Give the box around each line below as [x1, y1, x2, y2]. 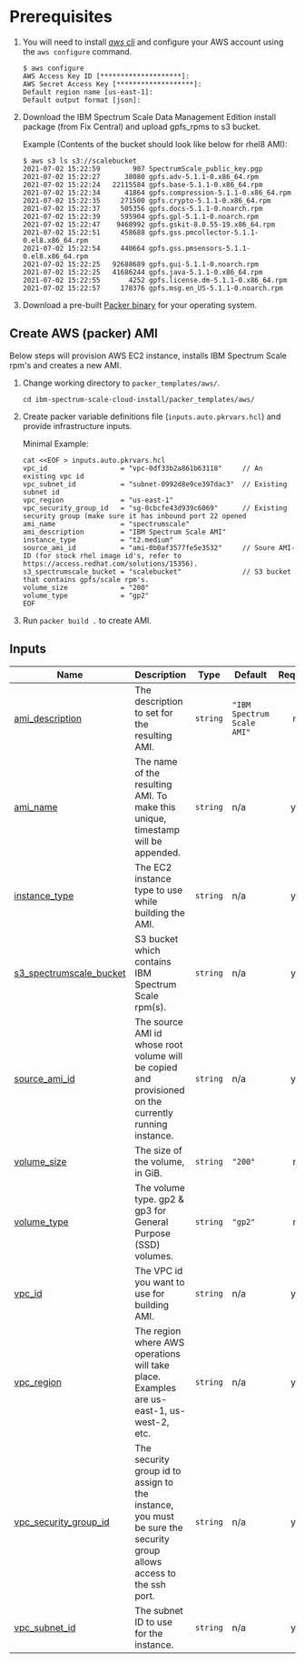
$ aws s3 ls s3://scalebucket [22, 156, 138, 165]
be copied [134, 1061, 178, 1074]
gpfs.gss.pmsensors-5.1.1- [148, 244, 251, 253]
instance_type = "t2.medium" [22, 535, 174, 545]
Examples [134, 1381, 177, 1394]
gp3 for [134, 1204, 167, 1217]
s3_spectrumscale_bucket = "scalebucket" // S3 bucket [22, 566, 292, 576]
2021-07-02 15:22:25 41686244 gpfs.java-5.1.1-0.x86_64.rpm [22, 267, 263, 276]
